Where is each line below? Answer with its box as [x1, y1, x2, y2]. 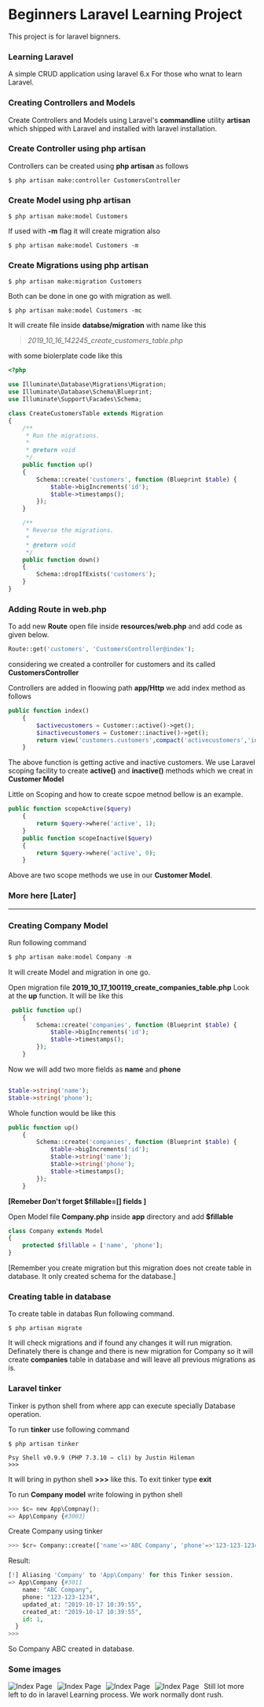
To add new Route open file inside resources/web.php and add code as [8, 621, 243, 632]
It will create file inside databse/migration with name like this [8, 321, 207, 330]
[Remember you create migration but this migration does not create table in [8, 1263, 252, 1273]
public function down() [22, 556, 101, 564]
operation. [8, 1409, 42, 1418]
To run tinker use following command [8, 1425, 130, 1434]
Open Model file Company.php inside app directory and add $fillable [8, 1212, 234, 1221]
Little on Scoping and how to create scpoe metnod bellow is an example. [8, 790, 244, 799]
